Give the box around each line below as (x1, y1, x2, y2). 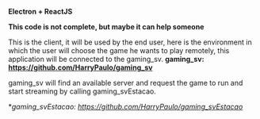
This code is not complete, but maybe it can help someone (8, 22, 205, 31)
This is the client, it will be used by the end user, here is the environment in (8, 37, 252, 47)
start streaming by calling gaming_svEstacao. (8, 86, 156, 96)
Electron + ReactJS (8, 7, 73, 16)
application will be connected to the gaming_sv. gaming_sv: (8, 55, 205, 63)
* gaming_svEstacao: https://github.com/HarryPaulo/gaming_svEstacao (8, 102, 243, 111)
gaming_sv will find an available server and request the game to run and (8, 79, 243, 87)
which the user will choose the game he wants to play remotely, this (8, 46, 230, 55)
